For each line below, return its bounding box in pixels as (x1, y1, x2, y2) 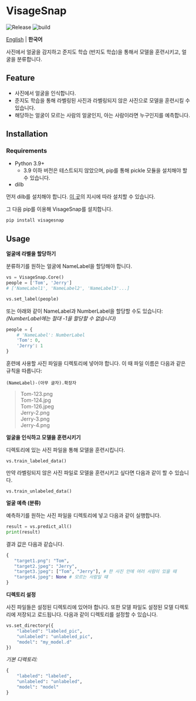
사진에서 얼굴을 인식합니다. (14, 90, 76, 97)
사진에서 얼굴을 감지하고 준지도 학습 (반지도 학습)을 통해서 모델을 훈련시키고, (6, 48, 181, 55)
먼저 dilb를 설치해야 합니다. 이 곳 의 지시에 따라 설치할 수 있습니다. (6, 193, 156, 200)
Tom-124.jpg (20, 396, 52, 404)
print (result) (6, 529, 41, 535)
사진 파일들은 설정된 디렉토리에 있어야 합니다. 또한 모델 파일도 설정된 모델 (6, 604, 174, 610)
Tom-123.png (20, 391, 53, 397)
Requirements (6, 147, 48, 155)
